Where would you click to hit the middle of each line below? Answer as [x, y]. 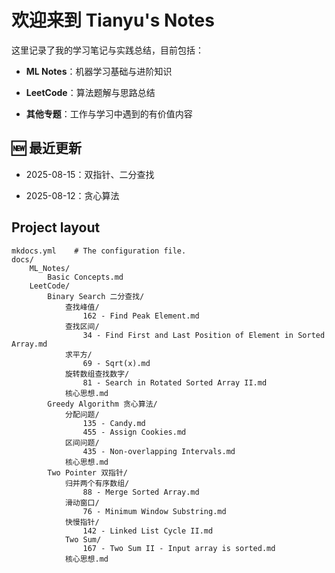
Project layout [56, 227]
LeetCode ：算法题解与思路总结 [90, 92]
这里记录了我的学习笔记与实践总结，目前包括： [107, 50]
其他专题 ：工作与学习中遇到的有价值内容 [109, 113]
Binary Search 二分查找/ [96, 296]
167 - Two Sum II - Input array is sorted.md [179, 548]
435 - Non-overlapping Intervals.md [159, 451]
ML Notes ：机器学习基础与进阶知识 [99, 71]
